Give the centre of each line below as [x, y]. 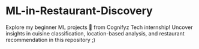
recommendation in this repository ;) [51, 40]
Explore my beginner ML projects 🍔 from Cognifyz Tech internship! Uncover [99, 27]
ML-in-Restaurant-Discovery [79, 11]
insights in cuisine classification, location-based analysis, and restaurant [95, 33]
